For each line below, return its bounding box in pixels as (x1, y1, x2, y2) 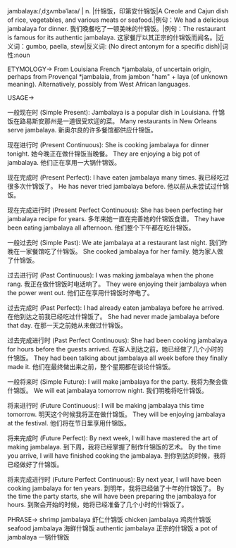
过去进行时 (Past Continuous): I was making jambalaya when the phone (7, 271, 214, 279)
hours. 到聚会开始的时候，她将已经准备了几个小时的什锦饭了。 (7, 500, 188, 509)
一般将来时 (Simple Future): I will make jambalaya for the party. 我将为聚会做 (7, 378, 228, 386)
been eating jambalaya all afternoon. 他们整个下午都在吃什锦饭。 (7, 223, 195, 232)
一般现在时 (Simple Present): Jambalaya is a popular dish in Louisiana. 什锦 (7, 108, 225, 116)
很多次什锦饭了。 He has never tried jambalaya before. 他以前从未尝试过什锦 (7, 182, 229, 190)
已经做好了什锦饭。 (7, 461, 63, 468)
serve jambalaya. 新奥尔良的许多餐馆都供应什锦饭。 (7, 126, 157, 134)
